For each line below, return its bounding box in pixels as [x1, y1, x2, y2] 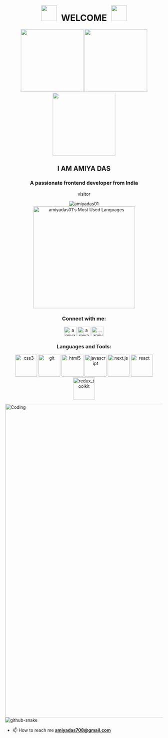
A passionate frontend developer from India [29, 180, 138, 187]
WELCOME [60, 13, 107, 24]
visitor [77, 191, 91, 197]
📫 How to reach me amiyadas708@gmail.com [12, 727, 111, 733]
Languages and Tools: [56, 343, 111, 350]
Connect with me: [61, 315, 106, 322]
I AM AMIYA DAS [57, 165, 111, 173]
